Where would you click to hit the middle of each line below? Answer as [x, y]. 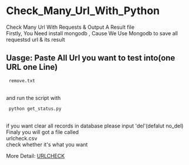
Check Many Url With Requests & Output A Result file [70, 27]
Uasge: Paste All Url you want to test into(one [91, 58]
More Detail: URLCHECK [36, 156]
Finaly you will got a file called [43, 132]
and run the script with [33, 97]
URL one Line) [32, 67]
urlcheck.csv [22, 138]
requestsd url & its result [36, 39]
